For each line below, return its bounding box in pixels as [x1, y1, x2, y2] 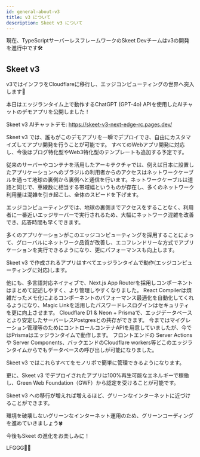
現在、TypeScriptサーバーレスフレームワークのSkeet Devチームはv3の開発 [6, 37, 190, 44]
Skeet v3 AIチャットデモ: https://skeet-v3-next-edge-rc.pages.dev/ [6, 121, 173, 128]
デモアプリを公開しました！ [21, 108, 90, 115]
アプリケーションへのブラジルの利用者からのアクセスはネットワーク [11, 168, 179, 176]
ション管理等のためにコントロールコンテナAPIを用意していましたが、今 [11, 324, 187, 332]
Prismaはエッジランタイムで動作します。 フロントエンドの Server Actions [11, 332, 193, 339]
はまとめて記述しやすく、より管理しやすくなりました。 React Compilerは [6, 287, 187, 294]
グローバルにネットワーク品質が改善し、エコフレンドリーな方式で [16, 239, 179, 246]
